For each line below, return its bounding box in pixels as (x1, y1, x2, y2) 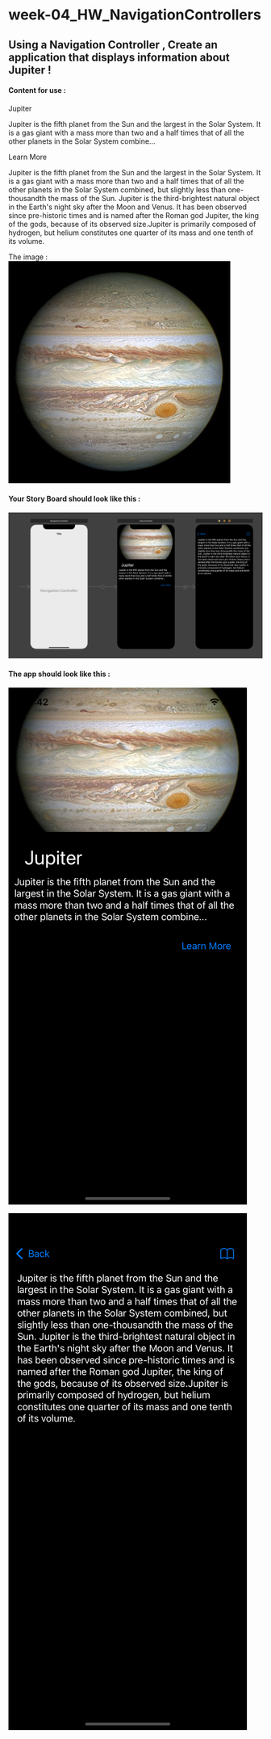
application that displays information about (8, 50, 230, 64)
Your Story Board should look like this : (8, 494, 141, 504)
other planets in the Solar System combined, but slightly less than (8, 184, 227, 195)
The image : (8, 252, 48, 262)
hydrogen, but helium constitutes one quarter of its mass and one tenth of (8, 228, 254, 237)
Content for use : (8, 86, 66, 95)
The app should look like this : (8, 669, 110, 679)
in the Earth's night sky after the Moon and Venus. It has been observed (8, 202, 248, 212)
